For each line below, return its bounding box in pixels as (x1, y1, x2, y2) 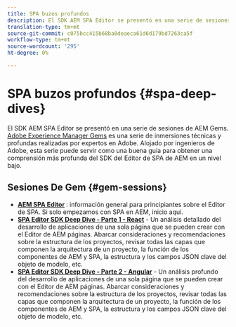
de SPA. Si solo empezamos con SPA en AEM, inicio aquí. (17, 208, 184, 216)
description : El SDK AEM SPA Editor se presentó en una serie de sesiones (7, 17, 231, 24)
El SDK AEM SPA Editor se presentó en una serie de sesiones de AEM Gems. (7, 124, 229, 132)
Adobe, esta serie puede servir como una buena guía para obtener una (7, 146, 213, 154)
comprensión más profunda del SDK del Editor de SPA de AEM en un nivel (7, 154, 221, 162)
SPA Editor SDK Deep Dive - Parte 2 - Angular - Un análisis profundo (17, 267, 219, 276)
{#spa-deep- (139, 86, 217, 102)
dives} (7, 101, 46, 116)
